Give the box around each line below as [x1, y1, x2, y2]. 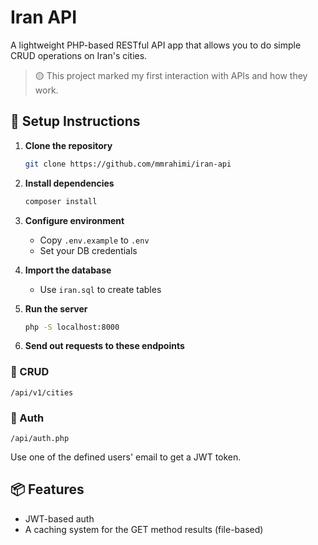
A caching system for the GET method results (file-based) [24, 523, 264, 535]
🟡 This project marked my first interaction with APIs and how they [34, 69, 308, 81]
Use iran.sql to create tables [39, 283, 162, 295]
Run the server [24, 302, 88, 315]
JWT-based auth [24, 512, 95, 525]
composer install [24, 196, 98, 206]
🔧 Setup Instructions [10, 113, 141, 130]
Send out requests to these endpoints [24, 340, 185, 352]
